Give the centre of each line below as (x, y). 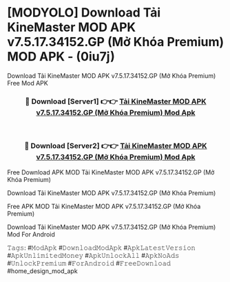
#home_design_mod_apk (42, 271)
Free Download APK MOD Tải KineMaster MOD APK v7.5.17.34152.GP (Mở (111, 172)
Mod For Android (31, 234)
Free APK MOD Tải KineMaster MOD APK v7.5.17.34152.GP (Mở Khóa (104, 206)
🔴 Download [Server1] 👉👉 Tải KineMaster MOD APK (116, 101)
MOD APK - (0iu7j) (61, 57)
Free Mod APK (28, 83)
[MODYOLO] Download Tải (84, 13)
